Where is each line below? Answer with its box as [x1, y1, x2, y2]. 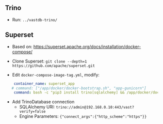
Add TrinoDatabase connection [12, 99, 75, 105]
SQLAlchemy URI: [19, 104, 55, 110]
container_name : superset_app [14, 81, 75, 86]
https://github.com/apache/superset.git [12, 63, 95, 68]
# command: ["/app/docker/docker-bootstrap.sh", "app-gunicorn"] [11, 86, 147, 91]
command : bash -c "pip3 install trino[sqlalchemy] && [14, 90, 125, 95]
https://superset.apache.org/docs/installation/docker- [33, 44, 141, 49]
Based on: [12, 44, 33, 49]
